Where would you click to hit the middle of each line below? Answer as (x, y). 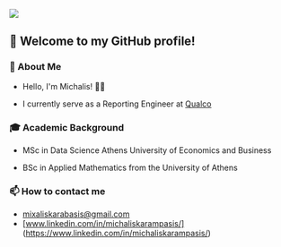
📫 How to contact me (57, 191)
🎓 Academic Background (66, 127)
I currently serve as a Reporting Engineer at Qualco (117, 104)
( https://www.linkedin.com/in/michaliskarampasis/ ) (116, 234)
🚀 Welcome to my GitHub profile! (102, 42)
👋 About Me (35, 67)
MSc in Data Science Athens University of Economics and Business (147, 150)
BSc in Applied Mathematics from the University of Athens (130, 167)
